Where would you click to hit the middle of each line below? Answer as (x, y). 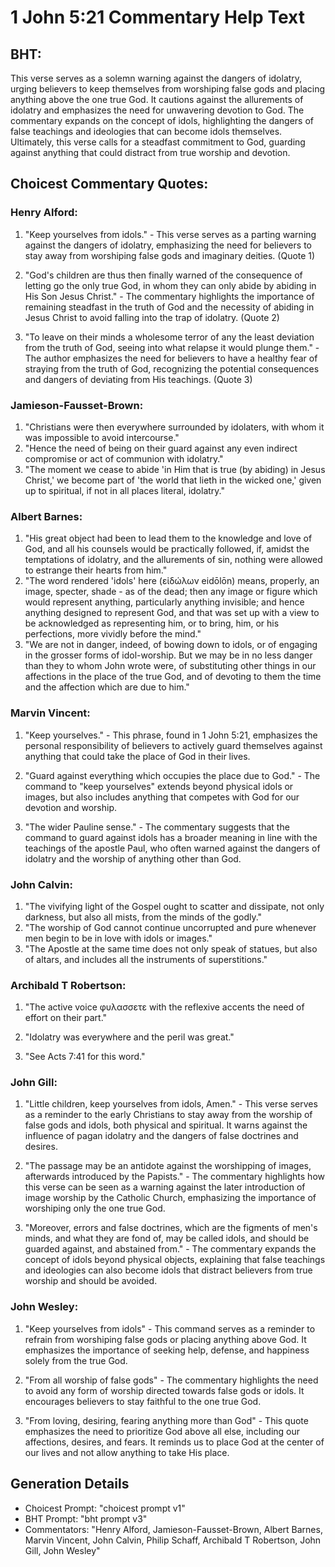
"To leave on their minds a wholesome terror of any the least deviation (169, 337)
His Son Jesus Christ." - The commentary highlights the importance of (169, 296)
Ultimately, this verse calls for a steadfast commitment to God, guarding (158, 142)
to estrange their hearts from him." (96, 570)
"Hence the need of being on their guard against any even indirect (161, 448)
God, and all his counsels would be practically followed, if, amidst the (167, 549)
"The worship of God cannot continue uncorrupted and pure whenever (170, 927)
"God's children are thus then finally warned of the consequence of (163, 275)
